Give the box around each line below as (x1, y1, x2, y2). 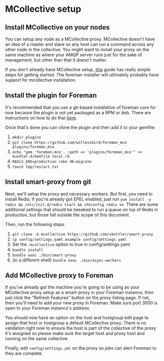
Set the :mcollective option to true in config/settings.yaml (12, 241, 130, 247)
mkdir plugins (12, 134, 41, 140)
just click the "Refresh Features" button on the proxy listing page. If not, (5, 295, 150, 301)
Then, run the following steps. (5, 221, 66, 227)
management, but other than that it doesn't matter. (5, 57, 107, 63)
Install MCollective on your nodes (5, 23, 110, 32)
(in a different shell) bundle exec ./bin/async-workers (12, 257, 121, 263)
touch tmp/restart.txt (12, 164, 59, 169)
